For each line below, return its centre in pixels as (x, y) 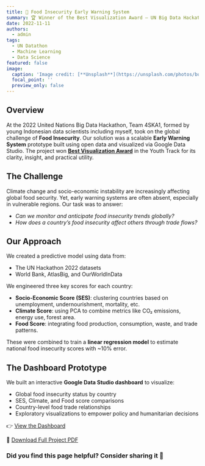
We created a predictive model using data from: (66, 256)
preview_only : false (38, 86)
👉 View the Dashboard (36, 426)
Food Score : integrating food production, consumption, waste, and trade (106, 324)
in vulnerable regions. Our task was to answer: (65, 204)
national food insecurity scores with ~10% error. (67, 348)
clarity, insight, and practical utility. (50, 157)
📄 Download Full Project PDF (42, 440)
